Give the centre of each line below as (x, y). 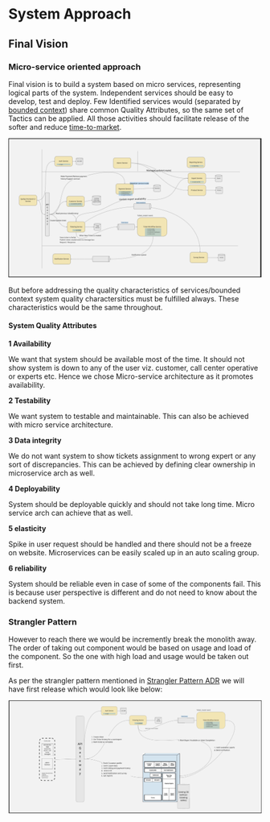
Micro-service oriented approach (75, 67)
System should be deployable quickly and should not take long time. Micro (132, 504)
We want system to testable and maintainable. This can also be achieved (129, 416)
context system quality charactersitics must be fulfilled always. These (124, 298)
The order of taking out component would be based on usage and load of (130, 648)
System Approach (70, 14)
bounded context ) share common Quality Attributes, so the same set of (126, 110)
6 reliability (27, 568)
